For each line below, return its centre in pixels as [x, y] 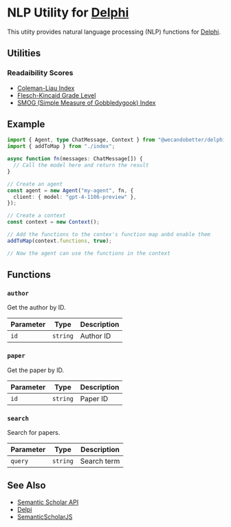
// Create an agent [35, 184]
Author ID [96, 336]
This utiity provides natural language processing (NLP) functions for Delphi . [114, 32]
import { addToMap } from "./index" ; [61, 147]
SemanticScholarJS [45, 517]
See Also [26, 485]
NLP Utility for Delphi [68, 13]
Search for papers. [34, 432]
